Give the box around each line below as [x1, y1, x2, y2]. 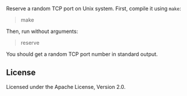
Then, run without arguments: [6, 28, 78, 35]
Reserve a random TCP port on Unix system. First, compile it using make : [6, 5, 181, 12]
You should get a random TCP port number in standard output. [6, 51, 158, 58]
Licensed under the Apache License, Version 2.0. [6, 83, 126, 90]
